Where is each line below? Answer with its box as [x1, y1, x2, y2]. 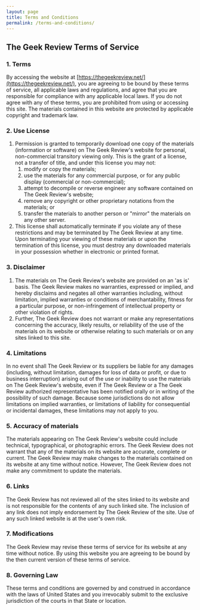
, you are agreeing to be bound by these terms [74, 80, 189, 87]
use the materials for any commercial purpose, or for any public [23, 172, 180, 179]
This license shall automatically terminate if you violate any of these [14, 222, 181, 230]
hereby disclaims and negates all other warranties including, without [14, 289, 183, 297]
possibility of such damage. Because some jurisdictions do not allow [6, 394, 175, 401]
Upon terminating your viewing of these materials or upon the [14, 236, 167, 243]
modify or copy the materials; [23, 166, 97, 173]
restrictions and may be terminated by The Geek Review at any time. [14, 229, 183, 236]
